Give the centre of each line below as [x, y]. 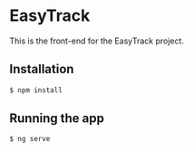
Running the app [57, 119]
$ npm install [36, 90]
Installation [42, 69]
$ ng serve [30, 139]
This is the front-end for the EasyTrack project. [96, 41]
